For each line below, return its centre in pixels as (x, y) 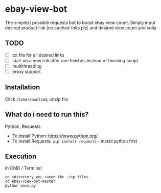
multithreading (27, 66)
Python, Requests (23, 126)
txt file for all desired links (38, 55)
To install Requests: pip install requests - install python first (74, 141)
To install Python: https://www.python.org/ (55, 136)
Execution (21, 157)
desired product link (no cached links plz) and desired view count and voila (81, 27)
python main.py (21, 186)
